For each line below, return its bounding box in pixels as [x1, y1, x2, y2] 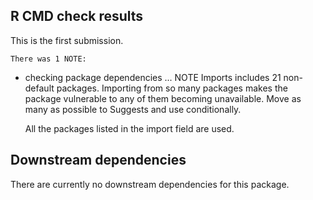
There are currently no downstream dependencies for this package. [10, 178, 290, 190]
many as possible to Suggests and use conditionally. [24, 103, 242, 115]
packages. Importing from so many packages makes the [56, 82, 288, 94]
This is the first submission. [10, 34, 124, 46]
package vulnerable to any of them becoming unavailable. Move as [24, 92, 302, 104]
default [24, 82, 55, 94]
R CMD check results [10, 8, 144, 25]
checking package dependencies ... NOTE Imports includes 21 [24, 71, 282, 83]
